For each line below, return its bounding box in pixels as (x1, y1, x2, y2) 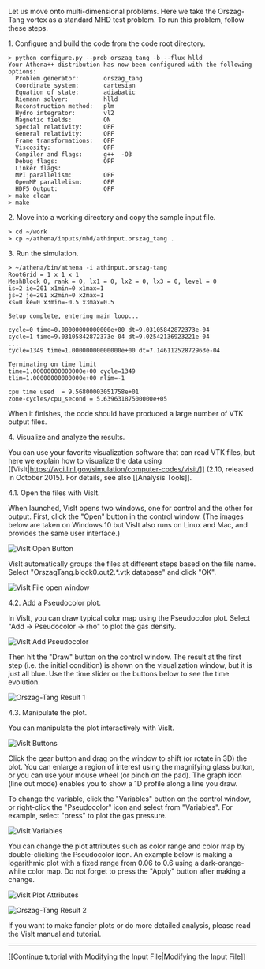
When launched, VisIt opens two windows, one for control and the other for (8, 504, 253, 512)
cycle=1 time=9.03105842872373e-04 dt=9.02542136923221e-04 (8, 333, 211, 341)
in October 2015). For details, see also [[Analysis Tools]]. (8, 473, 192, 482)
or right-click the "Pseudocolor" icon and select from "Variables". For (8, 803, 233, 811)
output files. (8, 417, 47, 427)
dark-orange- (200, 859, 244, 867)
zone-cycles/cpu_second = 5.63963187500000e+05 (8, 395, 168, 403)
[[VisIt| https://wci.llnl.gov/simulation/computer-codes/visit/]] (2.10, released (8, 464, 254, 474)
